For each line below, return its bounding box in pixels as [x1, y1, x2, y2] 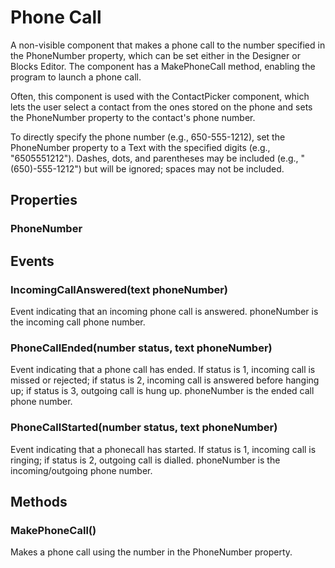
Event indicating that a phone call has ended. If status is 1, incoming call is [10, 364, 316, 376]
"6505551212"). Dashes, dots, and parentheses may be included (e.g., [10, 152, 299, 164]
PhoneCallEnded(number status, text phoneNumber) [10, 341, 273, 355]
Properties [10, 192, 78, 209]
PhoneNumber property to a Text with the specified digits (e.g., [10, 141, 271, 153]
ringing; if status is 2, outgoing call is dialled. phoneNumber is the [10, 454, 281, 466]
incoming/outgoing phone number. [10, 464, 153, 476]
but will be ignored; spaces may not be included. [83, 162, 285, 175]
